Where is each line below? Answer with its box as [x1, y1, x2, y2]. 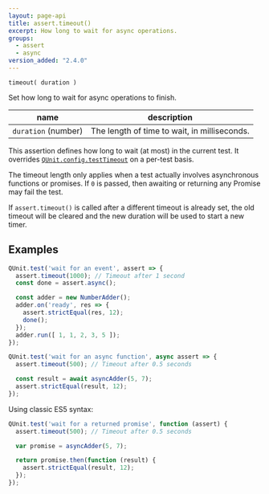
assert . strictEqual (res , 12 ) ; [22, 308, 124, 317]
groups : [8, 34, 35, 43]
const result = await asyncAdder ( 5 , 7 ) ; [15, 375, 153, 383]
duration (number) [12, 125, 84, 137]
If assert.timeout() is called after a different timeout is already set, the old [8, 202, 255, 212]
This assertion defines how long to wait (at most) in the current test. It [8, 145, 239, 155]
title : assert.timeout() [8, 19, 92, 27]
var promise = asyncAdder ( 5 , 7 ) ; [15, 442, 128, 450]
